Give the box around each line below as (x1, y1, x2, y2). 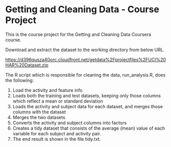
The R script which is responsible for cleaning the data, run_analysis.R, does (5, 71, 166, 78)
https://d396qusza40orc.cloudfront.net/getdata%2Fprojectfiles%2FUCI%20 (5, 56, 166, 62)
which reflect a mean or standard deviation (12, 98, 103, 104)
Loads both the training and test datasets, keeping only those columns (12, 92, 161, 99)
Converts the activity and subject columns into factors (12, 119, 127, 126)
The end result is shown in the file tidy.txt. (12, 136, 101, 142)
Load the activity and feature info (12, 87, 83, 93)
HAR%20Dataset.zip (5, 62, 48, 68)
